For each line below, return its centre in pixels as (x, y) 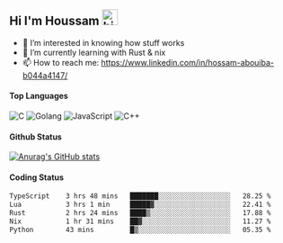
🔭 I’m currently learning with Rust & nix (94, 52)
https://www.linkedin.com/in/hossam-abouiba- (188, 62)
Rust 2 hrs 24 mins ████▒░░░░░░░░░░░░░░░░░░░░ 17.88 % (140, 213)
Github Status (36, 137)
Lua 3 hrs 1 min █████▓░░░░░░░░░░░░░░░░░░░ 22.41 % (140, 205)
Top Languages (39, 96)
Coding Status (37, 177)
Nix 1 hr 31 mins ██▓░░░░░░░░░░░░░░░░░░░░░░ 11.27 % (140, 221)
